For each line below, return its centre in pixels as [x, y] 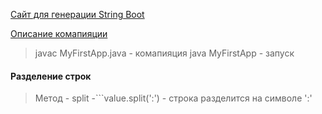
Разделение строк [51, 76]
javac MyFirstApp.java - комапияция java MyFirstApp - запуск [164, 53]
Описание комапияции [59, 33]
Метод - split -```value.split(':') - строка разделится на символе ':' [173, 98]
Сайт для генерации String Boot [77, 14]
